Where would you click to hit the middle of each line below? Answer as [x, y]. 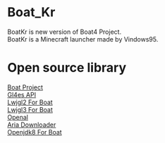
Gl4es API [22, 94]
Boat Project [25, 87]
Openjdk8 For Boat [35, 132]
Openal [18, 117]
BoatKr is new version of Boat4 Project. [65, 32]
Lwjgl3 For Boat [30, 109]
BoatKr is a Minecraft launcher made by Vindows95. [83, 39]
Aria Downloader [32, 125]
